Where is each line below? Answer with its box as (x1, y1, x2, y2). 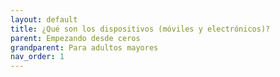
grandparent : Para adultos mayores (10, 42, 159, 53)
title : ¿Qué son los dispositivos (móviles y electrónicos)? (10, 24, 271, 34)
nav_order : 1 (10, 52, 65, 62)
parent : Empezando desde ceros (10, 33, 141, 43)
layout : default (10, 14, 78, 25)
